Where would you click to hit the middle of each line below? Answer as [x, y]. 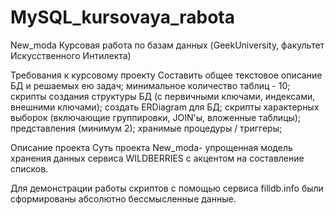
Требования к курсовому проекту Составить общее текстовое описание [166, 75]
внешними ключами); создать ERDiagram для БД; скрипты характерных [165, 107]
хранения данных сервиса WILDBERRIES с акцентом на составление [157, 158]
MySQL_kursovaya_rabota [122, 17]
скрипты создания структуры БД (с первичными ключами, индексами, [163, 96]
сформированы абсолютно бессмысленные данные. [123, 198]
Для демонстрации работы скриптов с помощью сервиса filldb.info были [167, 188]
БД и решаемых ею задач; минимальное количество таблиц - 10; [150, 85]
